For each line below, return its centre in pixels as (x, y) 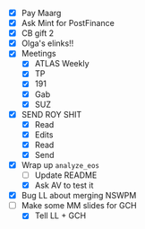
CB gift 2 (38, 33)
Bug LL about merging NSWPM (79, 196)
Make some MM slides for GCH (79, 206)
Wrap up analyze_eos (60, 164)
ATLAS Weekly (62, 64)
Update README (66, 175)
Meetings (38, 54)
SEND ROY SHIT (51, 114)
